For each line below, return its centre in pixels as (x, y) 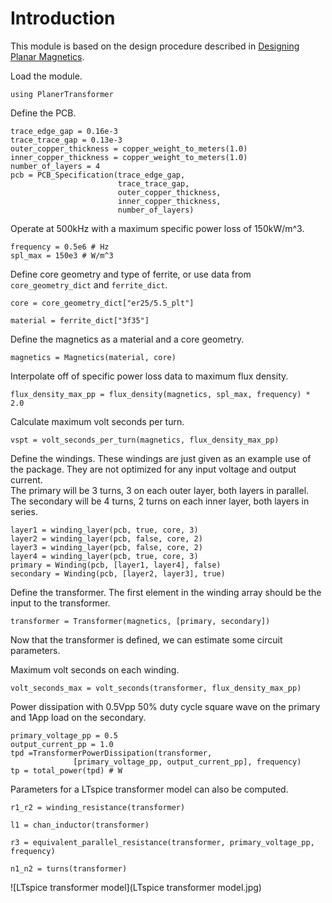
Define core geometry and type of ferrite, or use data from (131, 274)
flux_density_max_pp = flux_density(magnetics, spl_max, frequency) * (160, 394)
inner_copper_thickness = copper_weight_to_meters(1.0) (129, 157)
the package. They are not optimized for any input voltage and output (153, 469)
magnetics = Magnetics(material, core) (93, 357)
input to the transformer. (60, 603)
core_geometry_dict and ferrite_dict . (89, 284)
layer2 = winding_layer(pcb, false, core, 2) (106, 538)
